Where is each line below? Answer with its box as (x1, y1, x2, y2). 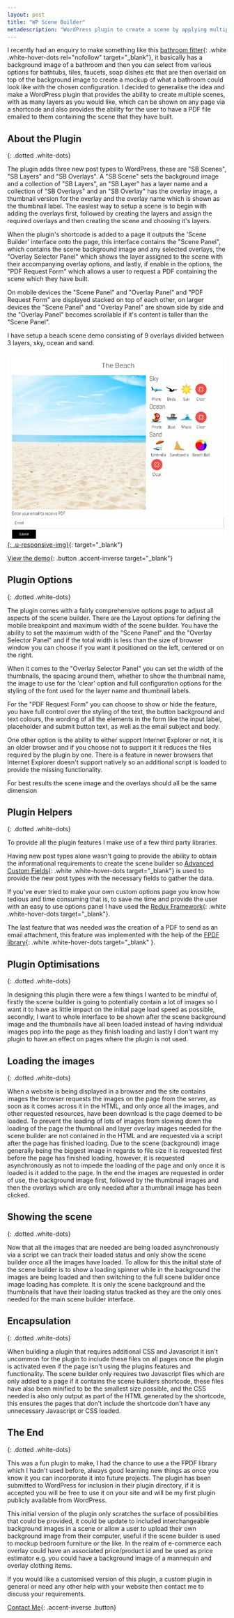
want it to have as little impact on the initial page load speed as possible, (7, 1005, 215, 1014)
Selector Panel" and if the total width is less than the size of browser (7, 635, 203, 644)
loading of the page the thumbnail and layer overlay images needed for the (7, 1124, 221, 1133)
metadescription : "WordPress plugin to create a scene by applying (7, 26, 208, 33)
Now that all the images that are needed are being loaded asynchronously (7, 1243, 219, 1251)
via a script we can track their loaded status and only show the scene (7, 1250, 207, 1259)
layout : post (7, 11, 45, 18)
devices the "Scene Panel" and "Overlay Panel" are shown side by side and (7, 303, 224, 312)
